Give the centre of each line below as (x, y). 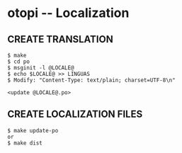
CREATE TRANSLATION (60, 39)
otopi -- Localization (68, 13)
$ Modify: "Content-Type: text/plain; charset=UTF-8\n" (91, 80)
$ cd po (19, 62)
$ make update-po (33, 130)
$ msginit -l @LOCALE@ (41, 68)
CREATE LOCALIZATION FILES (75, 114)
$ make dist (25, 143)
